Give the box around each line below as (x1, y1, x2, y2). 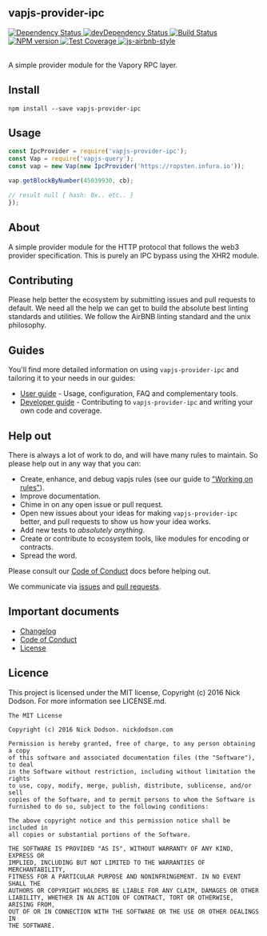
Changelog (19, 626, 57, 635)
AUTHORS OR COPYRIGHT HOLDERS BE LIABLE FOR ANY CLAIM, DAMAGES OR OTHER (8, 886, 260, 894)
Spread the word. (19, 550, 78, 560)
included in (8, 823, 48, 831)
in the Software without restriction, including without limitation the (8, 767, 256, 775)
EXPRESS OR (8, 851, 45, 859)
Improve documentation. (19, 491, 102, 501)
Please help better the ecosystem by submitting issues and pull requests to (8, 295, 256, 305)
